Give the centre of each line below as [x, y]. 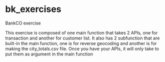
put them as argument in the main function [49, 54]
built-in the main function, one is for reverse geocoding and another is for [81, 43]
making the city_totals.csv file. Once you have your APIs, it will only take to [82, 48]
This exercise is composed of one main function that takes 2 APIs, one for [81, 32]
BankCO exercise [23, 23]
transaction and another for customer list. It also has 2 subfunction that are [82, 38]
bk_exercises [33, 9]
